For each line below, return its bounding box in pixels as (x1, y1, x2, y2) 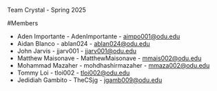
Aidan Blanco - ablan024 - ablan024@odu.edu (17, 40, 150, 47)
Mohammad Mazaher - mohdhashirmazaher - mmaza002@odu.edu (17, 62, 210, 69)
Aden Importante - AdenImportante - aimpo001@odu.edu (17, 32, 180, 40)
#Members (7, 19, 39, 27)
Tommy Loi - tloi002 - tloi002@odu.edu (17, 68, 130, 77)
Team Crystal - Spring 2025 (7, 6, 86, 14)
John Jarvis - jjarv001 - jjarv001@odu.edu (17, 47, 136, 55)
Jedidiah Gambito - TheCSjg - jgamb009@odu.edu (17, 76, 163, 84)
